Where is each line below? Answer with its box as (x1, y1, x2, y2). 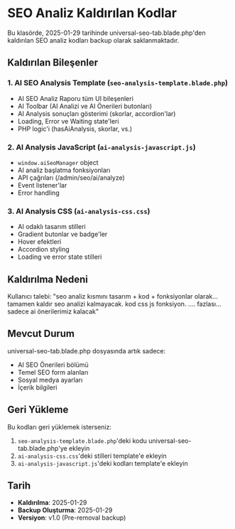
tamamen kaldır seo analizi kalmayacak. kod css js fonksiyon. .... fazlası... (7, 300, 222, 309)
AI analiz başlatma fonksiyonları (17, 166, 111, 174)
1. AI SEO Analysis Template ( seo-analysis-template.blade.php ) (7, 78, 229, 88)
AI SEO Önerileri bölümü (17, 360, 89, 369)
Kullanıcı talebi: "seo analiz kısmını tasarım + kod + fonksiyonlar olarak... (7, 292, 219, 301)
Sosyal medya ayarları (17, 375, 83, 384)
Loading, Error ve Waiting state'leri (17, 117, 119, 125)
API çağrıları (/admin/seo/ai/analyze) (17, 173, 126, 182)
